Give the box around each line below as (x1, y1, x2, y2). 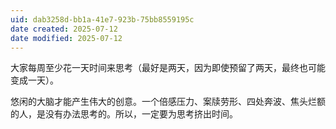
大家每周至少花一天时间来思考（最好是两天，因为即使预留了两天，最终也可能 (10, 62, 326, 74)
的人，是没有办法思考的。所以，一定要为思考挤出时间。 (10, 108, 238, 120)
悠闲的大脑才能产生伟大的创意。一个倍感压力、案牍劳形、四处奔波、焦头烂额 (10, 96, 326, 108)
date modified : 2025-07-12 (10, 33, 123, 43)
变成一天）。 (10, 74, 59, 86)
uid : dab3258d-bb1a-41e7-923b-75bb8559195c (10, 14, 195, 25)
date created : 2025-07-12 (10, 24, 118, 34)
